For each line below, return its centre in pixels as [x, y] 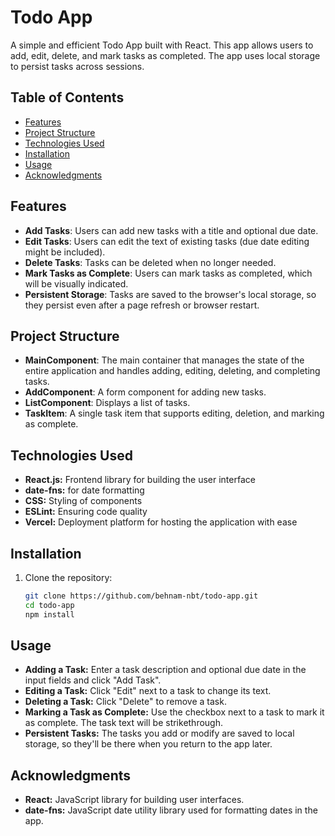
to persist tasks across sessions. [77, 66]
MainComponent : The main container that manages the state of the [164, 360]
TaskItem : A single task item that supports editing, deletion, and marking [174, 413]
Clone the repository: [68, 577]
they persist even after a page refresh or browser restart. [142, 305]
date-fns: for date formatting [84, 490]
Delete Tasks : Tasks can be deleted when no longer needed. [150, 262]
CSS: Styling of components [83, 501]
